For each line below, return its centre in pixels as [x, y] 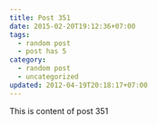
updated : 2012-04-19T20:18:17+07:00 [78, 85]
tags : [20, 34]
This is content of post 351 [59, 111]
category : [28, 60]
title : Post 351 [40, 18]
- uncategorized [48, 77]
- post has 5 [42, 52]
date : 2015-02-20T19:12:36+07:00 [73, 26]
